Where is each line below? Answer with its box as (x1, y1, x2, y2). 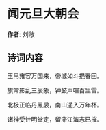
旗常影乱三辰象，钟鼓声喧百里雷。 (7, 86, 103, 94)
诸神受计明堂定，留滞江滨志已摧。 (7, 115, 103, 123)
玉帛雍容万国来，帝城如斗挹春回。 (7, 71, 103, 79)
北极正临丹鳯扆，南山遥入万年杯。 (7, 101, 103, 109)
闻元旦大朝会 (7, 6, 80, 22)
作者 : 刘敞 (7, 30, 35, 38)
